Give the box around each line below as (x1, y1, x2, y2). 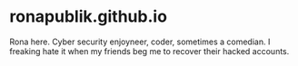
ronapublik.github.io (9, 6, 168, 27)
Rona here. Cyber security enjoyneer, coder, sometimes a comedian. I (9, 36, 271, 47)
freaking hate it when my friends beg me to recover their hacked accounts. (9, 45, 290, 56)
